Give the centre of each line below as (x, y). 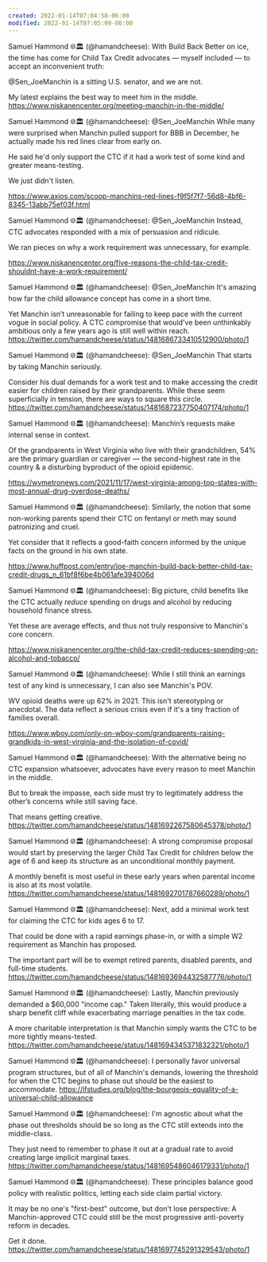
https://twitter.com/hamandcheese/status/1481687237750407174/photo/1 (128, 407)
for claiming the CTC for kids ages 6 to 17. (77, 921)
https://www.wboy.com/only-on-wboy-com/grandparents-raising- (117, 733)
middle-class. (31, 1133)
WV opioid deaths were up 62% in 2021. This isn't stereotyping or (116, 700)
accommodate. (33, 1089)
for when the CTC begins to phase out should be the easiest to (111, 1081)
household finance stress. (51, 610)
